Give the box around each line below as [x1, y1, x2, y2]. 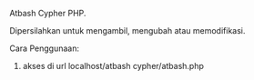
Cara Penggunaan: [9, 43, 80, 54]
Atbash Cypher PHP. [9, 8, 86, 18]
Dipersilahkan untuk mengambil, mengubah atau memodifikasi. [9, 25, 246, 35]
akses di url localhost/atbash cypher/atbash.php [22, 61, 205, 71]
